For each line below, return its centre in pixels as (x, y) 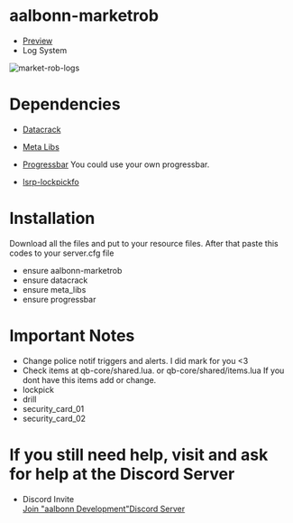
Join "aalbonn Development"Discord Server (104, 509)
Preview (37, 41)
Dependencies (65, 104)
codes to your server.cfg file (62, 253)
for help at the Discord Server (122, 474)
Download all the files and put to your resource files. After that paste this (144, 243)
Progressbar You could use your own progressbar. (116, 164)
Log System (45, 50)
